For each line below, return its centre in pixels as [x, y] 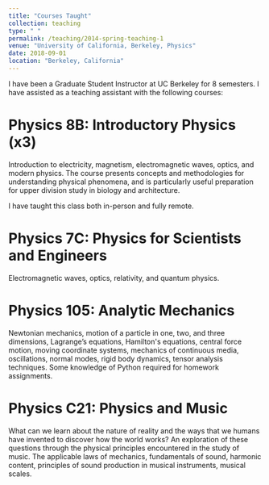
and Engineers [58, 256]
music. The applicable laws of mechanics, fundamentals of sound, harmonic [135, 456]
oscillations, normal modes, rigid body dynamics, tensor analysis [116, 358]
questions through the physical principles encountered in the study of [124, 448]
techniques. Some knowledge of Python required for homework [114, 367]
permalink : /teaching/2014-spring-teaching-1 [86, 38]
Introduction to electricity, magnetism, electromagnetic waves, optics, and [131, 164]
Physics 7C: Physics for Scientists [125, 238]
